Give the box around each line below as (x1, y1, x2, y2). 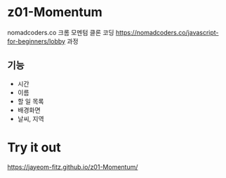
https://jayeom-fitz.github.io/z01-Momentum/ (7, 163, 138, 171)
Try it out (7, 139, 61, 155)
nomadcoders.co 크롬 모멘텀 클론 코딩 (7, 28, 114, 36)
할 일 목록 (17, 97, 44, 105)
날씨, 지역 (17, 114, 44, 123)
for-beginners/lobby (7, 36, 65, 46)
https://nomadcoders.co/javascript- (115, 28, 219, 36)
